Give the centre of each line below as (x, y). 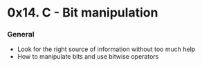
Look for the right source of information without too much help (106, 49)
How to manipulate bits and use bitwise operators (88, 57)
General (21, 35)
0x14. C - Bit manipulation (83, 13)
